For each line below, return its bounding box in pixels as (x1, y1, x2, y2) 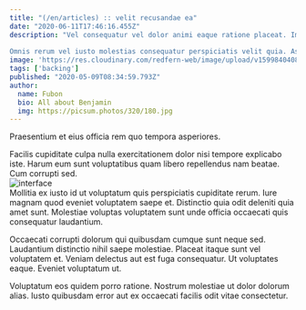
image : (9, 55, 35, 65)
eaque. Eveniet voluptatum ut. (9, 263, 122, 274)
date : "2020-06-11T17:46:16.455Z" (9, 22, 141, 31)
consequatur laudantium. (9, 216, 103, 227)
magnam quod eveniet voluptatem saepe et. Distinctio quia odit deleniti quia (9, 197, 294, 208)
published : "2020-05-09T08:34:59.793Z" (9, 73, 161, 82)
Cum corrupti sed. (9, 168, 77, 179)
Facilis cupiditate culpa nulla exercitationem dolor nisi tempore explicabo (9, 149, 282, 160)
